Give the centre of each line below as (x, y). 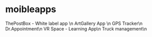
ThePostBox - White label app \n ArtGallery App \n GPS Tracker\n (74, 23)
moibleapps (31, 9)
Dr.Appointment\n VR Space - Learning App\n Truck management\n (76, 28)
